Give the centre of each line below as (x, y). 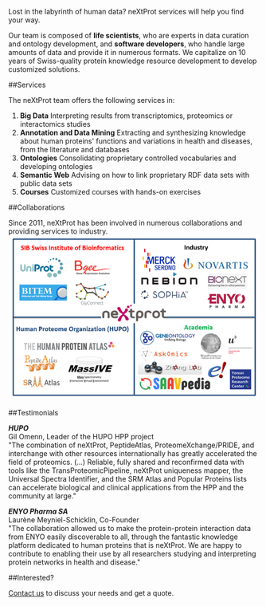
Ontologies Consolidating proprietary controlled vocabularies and (128, 158)
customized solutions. (44, 69)
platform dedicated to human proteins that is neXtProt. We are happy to (125, 545)
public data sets (46, 183)
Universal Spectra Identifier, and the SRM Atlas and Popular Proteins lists (127, 479)
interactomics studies (55, 124)
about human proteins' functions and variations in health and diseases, (136, 141)
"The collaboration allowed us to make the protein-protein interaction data (130, 529)
